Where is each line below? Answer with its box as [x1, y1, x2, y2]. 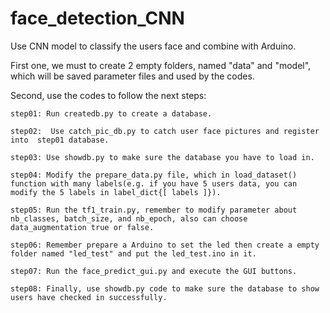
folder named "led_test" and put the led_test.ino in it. [10, 248, 257, 259]
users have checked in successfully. [10, 292, 168, 302]
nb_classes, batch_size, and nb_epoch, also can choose [10, 213, 248, 224]
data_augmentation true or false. [10, 222, 155, 232]
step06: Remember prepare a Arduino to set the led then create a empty [10, 240, 320, 250]
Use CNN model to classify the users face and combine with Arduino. [10, 40, 297, 52]
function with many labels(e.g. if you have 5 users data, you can [10, 178, 298, 189]
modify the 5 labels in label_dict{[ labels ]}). [10, 187, 222, 197]
